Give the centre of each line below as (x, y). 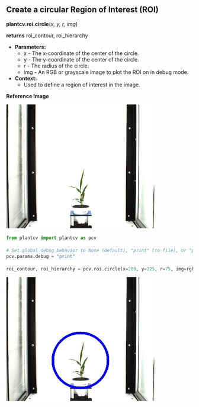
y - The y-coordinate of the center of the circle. (81, 59)
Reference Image (28, 96)
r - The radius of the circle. (56, 66)
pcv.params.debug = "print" (41, 257)
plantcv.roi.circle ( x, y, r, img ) (42, 24)
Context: (26, 78)
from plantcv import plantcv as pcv (51, 238)
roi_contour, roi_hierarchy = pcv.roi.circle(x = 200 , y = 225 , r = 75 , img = (96, 269)
